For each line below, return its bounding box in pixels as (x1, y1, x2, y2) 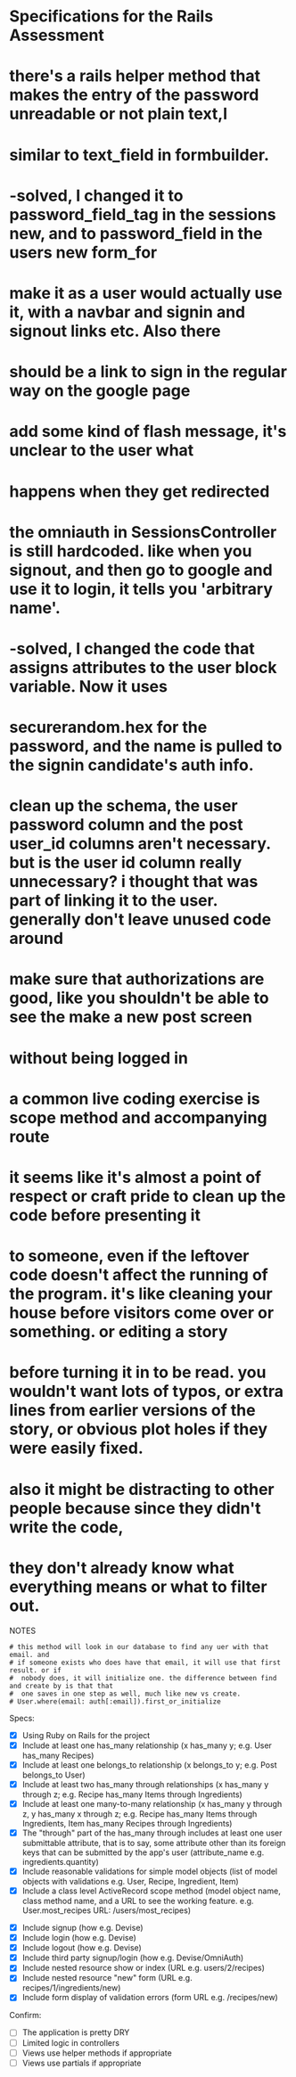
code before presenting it (9, 1205, 201, 1225)
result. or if (9, 1665, 62, 1675)
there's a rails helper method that (9, 66, 261, 86)
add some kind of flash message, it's (9, 422, 287, 442)
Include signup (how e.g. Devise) (21, 1923, 144, 1933)
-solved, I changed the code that (9, 638, 256, 659)
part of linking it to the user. (9, 891, 218, 911)
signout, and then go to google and (9, 560, 274, 580)
